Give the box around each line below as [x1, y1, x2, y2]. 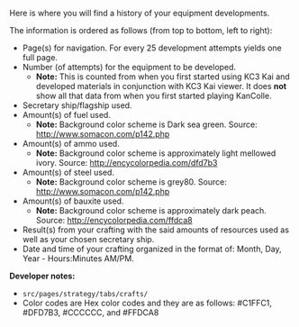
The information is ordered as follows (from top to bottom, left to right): [9, 25, 273, 35]
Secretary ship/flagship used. [22, 100, 132, 111]
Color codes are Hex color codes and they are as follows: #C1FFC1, [22, 297, 273, 308]
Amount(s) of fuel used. [22, 110, 111, 120]
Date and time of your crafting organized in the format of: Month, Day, [22, 243, 282, 254]
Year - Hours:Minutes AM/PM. [22, 253, 135, 264]
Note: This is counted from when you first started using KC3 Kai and [35, 71, 290, 82]
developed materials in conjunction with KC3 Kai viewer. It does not [35, 81, 286, 91]
